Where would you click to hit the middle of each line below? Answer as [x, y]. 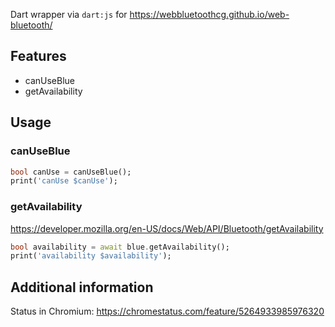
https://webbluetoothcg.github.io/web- [209, 14]
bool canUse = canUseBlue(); [71, 172]
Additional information [82, 287]
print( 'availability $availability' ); [91, 256]
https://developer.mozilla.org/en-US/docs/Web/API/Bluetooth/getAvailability [167, 228]
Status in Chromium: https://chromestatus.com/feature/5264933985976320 [167, 311]
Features [38, 56]
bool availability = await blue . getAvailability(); [120, 247]
